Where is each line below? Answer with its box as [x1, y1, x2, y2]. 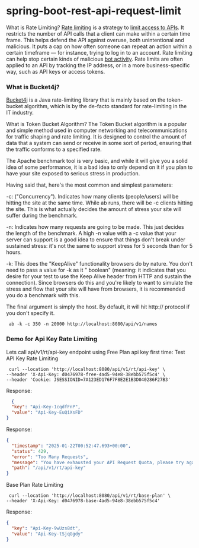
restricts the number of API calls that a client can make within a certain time [6, 30, 191, 37]
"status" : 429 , [11, 448, 49, 454]
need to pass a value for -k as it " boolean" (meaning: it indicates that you [6, 266, 187, 274]
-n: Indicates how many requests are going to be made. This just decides [6, 223, 185, 231]
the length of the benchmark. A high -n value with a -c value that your [6, 230, 176, 237]
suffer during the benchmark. [6, 212, 78, 219]
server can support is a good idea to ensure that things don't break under [6, 236, 185, 243]
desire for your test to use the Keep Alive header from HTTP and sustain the [6, 273, 191, 280]
